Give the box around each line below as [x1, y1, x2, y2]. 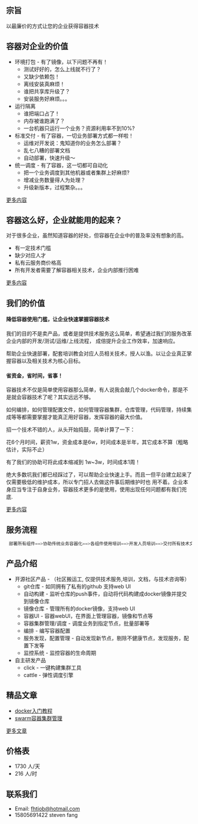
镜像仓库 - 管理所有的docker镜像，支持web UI [23, 605, 136, 612]
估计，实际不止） [6, 446, 48, 453]
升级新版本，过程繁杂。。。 [23, 184, 86, 191]
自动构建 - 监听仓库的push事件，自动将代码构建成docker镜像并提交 [23, 590, 187, 597]
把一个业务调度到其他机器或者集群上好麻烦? [23, 169, 130, 176]
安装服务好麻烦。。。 [23, 95, 71, 102]
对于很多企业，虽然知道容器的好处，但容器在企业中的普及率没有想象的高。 [6, 232, 187, 239]
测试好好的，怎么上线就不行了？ [23, 66, 101, 73]
